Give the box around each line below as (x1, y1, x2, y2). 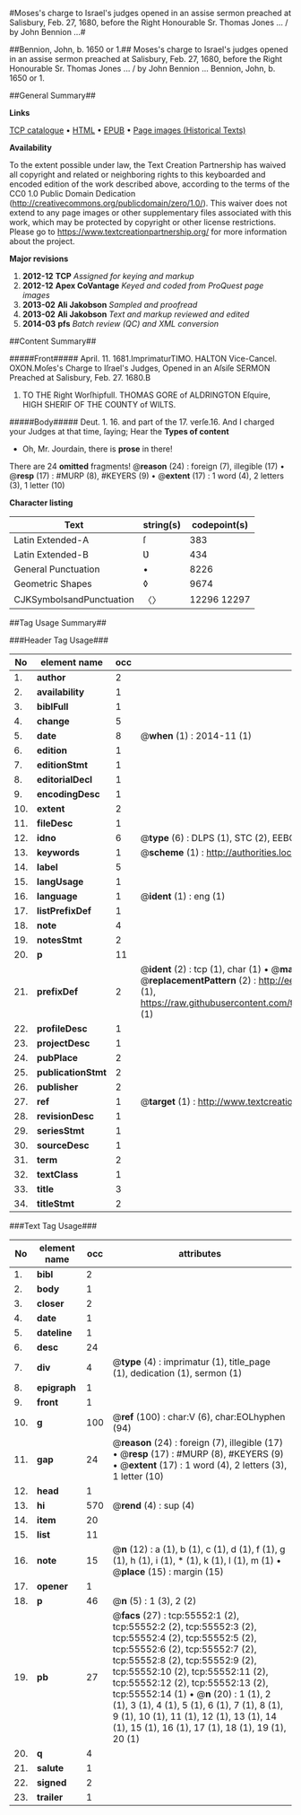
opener (37, 1580, 69, 1592)
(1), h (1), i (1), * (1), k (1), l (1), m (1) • (112, 1555, 282, 1566)
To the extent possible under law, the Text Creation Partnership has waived (9, 160, 287, 170)
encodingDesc (37, 788, 100, 800)
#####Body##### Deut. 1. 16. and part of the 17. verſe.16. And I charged (9, 416, 275, 427)
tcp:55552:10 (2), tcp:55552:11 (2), (112, 1665, 269, 1678)
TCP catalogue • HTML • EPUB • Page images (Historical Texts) (9, 125, 246, 136)
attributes (178, 1248, 222, 1259)
